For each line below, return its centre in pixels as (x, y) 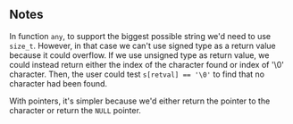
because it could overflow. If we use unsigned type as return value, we (139, 55)
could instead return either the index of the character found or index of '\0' (146, 64)
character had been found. (59, 83)
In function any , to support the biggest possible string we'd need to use (140, 36)
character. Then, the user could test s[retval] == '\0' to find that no (137, 74)
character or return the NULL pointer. (75, 110)
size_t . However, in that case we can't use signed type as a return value (143, 45)
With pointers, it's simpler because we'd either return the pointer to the (140, 101)
